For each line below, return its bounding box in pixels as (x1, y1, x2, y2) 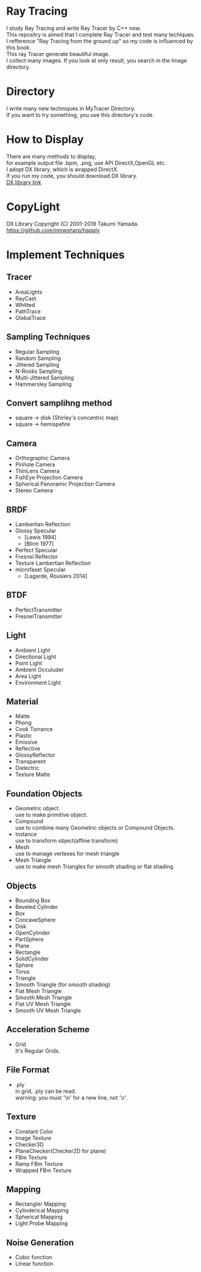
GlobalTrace (15, 314, 46, 321)
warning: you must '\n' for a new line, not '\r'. (15, 1094, 128, 1101)
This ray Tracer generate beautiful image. (6, 50, 111, 57)
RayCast (15, 294, 36, 302)
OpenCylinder (15, 929, 50, 936)
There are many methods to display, (6, 152, 97, 160)
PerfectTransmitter (15, 606, 63, 613)
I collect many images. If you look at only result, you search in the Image (6, 57, 187, 64)
